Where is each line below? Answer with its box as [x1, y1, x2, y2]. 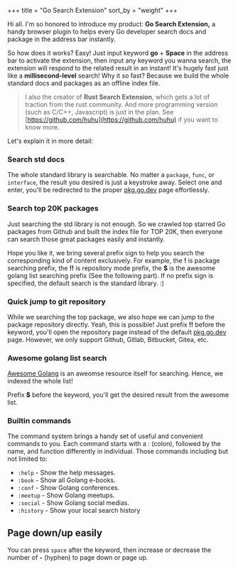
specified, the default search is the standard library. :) [7, 279, 165, 287]
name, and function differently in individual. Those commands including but [7, 447, 229, 456]
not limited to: [7, 454, 48, 463]
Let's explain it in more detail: [7, 137, 94, 145]
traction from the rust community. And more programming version [24, 100, 218, 109]
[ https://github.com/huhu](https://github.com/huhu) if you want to [24, 115, 218, 124]
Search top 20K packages [7, 203, 99, 213]
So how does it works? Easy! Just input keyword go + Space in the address [7, 49, 229, 57]
